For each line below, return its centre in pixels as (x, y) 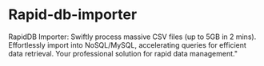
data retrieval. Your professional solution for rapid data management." (123, 53)
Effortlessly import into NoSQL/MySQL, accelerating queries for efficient (127, 45)
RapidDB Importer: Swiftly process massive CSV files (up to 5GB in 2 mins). (132, 37)
